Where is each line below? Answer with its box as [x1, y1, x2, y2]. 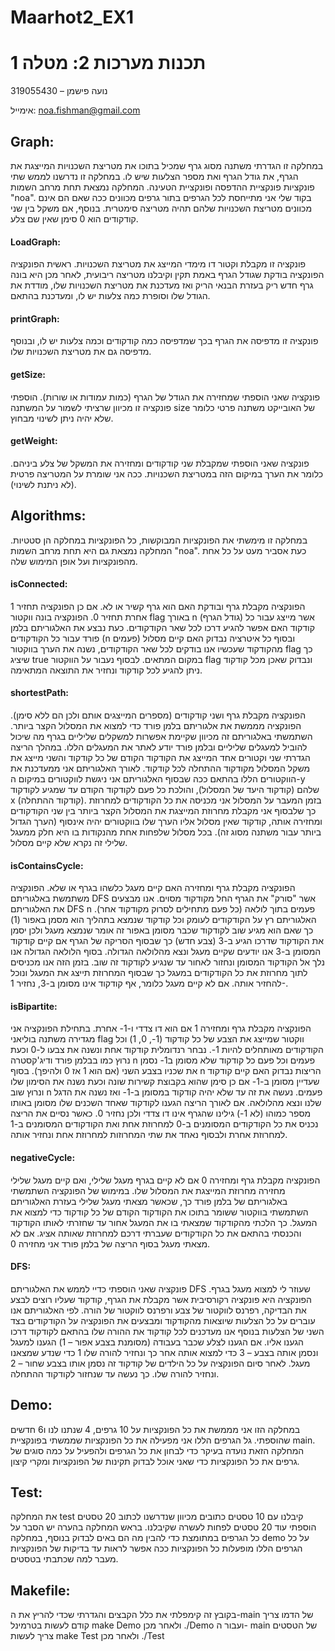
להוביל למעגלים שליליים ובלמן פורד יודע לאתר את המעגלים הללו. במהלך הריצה [10, 741, 308, 753]
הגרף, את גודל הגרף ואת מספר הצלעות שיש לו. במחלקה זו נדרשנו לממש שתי [10, 170, 299, 182]
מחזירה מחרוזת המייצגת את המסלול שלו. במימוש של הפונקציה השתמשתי [10, 1184, 286, 1196]
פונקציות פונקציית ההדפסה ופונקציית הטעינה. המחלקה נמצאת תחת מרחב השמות [10, 181, 315, 193]
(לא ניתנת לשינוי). [10, 478, 77, 490]
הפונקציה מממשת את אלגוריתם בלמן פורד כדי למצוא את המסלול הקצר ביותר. [10, 719, 302, 731]
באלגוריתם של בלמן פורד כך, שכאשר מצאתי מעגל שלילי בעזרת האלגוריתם [10, 1195, 288, 1207]
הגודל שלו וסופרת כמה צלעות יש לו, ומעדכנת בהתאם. [10, 290, 211, 302]
